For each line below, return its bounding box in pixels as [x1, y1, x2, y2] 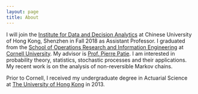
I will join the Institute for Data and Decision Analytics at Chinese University [6, 31, 192, 38]
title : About [6, 14, 39, 20]
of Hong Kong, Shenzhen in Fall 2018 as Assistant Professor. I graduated [6, 37, 185, 44]
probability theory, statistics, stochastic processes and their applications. [6, 56, 187, 63]
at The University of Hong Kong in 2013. [6, 80, 105, 87]
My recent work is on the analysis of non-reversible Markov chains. [6, 62, 173, 69]
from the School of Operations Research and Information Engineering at [6, 43, 184, 51]
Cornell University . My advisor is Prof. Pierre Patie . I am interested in [6, 50, 175, 57]
